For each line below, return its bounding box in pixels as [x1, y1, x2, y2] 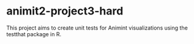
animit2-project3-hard [6, 4, 124, 18]
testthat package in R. [6, 30, 62, 37]
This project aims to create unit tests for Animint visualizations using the [6, 24, 188, 31]
